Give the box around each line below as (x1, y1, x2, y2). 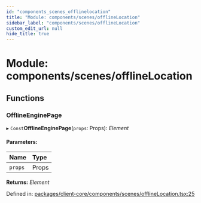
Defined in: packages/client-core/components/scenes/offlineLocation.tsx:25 (6, 190, 195, 198)
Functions (6, 93, 45, 103)
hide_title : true (6, 31, 50, 37)
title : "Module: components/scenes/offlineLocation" (6, 14, 141, 20)
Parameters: (6, 138, 38, 145)
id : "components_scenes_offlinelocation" (6, 8, 111, 15)
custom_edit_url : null (6, 25, 63, 32)
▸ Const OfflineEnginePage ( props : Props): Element (6, 125, 129, 131)
